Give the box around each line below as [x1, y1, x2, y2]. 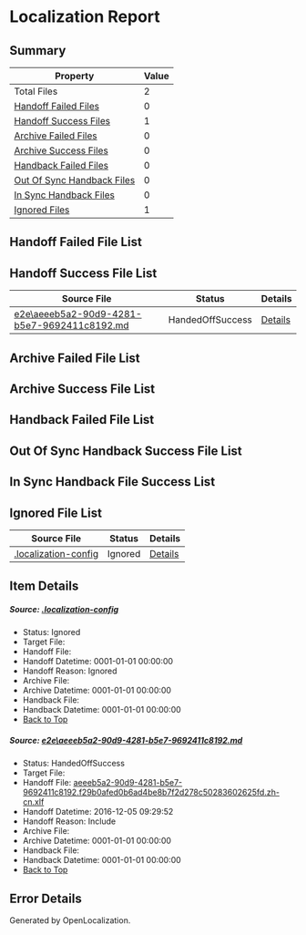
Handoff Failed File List [9, 234, 143, 250]
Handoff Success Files [14, 115, 111, 127]
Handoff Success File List [9, 265, 158, 281]
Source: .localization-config [9, 603, 119, 614]
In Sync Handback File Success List [9, 474, 216, 489]
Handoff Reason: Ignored [22, 665, 117, 676]
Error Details [9, 890, 82, 906]
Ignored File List [9, 505, 103, 520]
